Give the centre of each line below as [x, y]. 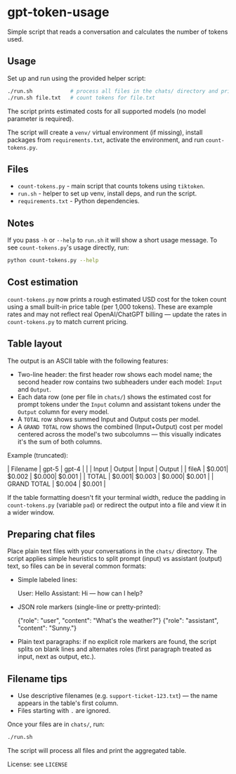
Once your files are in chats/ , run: [56, 724]
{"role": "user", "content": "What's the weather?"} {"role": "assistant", [118, 621]
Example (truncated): [38, 455]
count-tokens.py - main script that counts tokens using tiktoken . [111, 186]
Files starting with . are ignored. [64, 711]
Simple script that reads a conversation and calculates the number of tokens [118, 32]
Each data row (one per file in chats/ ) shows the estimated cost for [114, 396]
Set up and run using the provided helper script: [77, 78]
